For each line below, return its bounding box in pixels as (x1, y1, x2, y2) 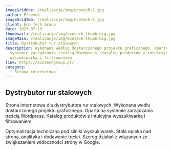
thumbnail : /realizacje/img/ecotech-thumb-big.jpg (5, 31, 116, 36)
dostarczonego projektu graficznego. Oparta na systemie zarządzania (5, 107, 153, 113)
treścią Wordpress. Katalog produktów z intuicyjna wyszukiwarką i (5, 113, 145, 119)
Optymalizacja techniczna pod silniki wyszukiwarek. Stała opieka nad (5, 128, 152, 134)
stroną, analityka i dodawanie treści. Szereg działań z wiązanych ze (5, 134, 147, 140)
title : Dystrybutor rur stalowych (5, 41, 79, 46)
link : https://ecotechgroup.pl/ (5, 60, 74, 65)
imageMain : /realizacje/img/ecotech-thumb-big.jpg (5, 36, 116, 41)
